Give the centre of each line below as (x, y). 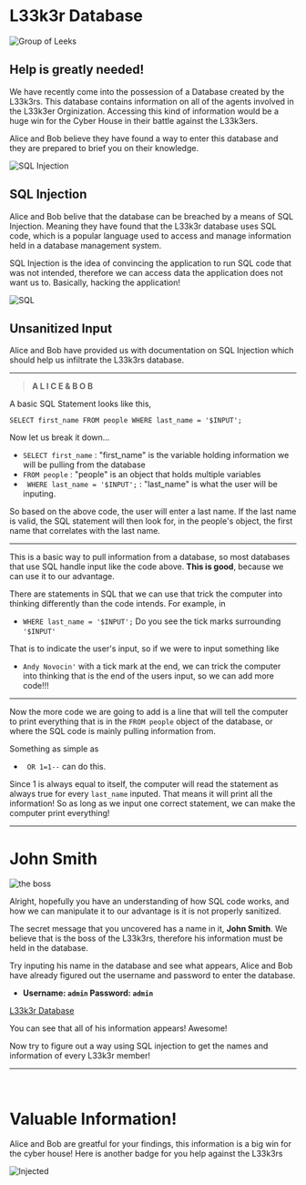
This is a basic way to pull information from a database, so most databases (150, 557)
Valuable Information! (93, 1119)
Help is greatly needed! (77, 70)
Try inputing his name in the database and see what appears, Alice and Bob (151, 965)
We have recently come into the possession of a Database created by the (147, 91)
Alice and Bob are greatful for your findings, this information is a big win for (151, 1144)
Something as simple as (54, 749)
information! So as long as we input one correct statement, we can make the (153, 803)
